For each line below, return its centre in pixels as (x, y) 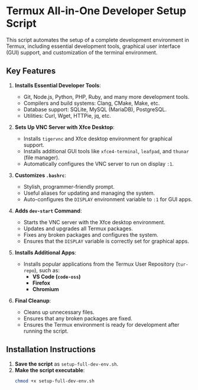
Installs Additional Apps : (46, 252)
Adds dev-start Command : (48, 211)
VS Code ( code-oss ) (56, 276)
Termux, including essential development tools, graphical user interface (93, 46)
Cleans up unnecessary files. (59, 312)
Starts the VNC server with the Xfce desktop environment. (94, 222)
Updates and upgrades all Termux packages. (78, 228)
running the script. (46, 331)
